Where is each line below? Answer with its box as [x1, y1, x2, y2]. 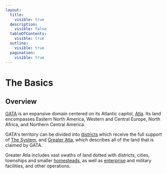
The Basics [5, 77, 54, 88]
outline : [10, 41, 29, 46]
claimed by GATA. [5, 142, 42, 148]
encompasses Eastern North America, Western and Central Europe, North [5, 116, 161, 122]
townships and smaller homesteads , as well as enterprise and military [5, 158, 152, 164]
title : [10, 12, 24, 17]
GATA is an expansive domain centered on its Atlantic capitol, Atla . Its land [5, 111, 161, 117]
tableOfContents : [10, 31, 47, 36]
